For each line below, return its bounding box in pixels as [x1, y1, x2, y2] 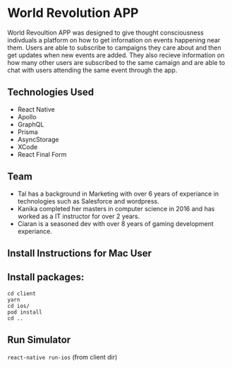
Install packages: [7, 271, 85, 283]
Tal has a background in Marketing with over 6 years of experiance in [17, 189, 219, 198]
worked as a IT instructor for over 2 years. [17, 212, 140, 220]
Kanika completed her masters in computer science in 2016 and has [17, 204, 215, 213]
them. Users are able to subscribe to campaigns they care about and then [7, 43, 222, 52]
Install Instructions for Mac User [7, 247, 152, 259]
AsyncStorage [17, 135, 59, 143]
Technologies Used [7, 86, 94, 98]
